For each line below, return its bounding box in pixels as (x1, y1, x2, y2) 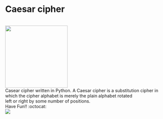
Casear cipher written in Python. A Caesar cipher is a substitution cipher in (5, 87, 159, 93)
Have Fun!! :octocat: (5, 103, 46, 109)
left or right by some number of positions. (5, 98, 91, 104)
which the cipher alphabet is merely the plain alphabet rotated (5, 93, 133, 99)
